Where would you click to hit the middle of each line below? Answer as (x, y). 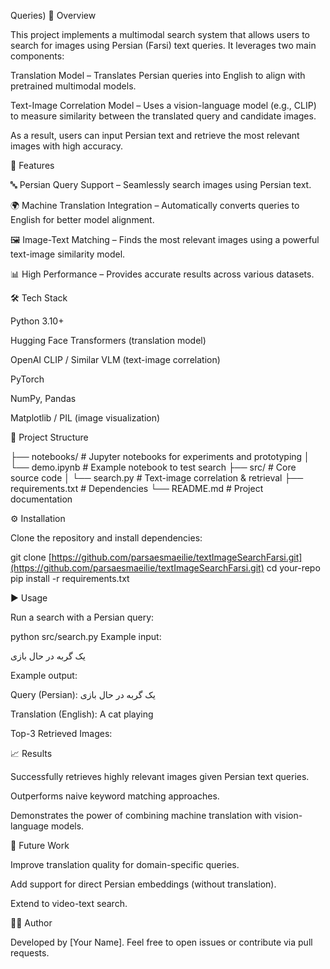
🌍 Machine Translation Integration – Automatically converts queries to (155, 205)
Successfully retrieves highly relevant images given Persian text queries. (160, 776)
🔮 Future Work (40, 845)
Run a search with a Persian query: (82, 617)
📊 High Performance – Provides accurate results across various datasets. (162, 274)
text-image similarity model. (68, 254)
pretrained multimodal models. (73, 86)
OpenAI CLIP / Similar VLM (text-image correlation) (115, 359)
